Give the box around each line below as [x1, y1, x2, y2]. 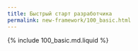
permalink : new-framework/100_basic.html [7, 17, 132, 24]
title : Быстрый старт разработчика [7, 10, 113, 17]
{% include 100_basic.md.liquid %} [7, 36, 109, 44]
